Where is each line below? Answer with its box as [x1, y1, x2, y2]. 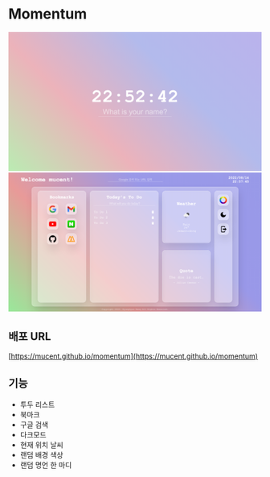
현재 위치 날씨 [19, 440, 63, 450]
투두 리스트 [19, 400, 55, 409]
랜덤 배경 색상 [19, 450, 63, 459]
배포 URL [8, 330, 51, 343]
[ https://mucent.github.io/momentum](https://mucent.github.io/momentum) [8, 351, 259, 361]
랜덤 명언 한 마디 [19, 460, 72, 470]
